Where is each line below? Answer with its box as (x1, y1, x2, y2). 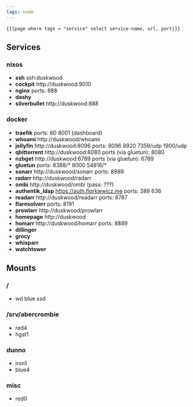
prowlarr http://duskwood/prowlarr (15, 206, 103, 214)
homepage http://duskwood (15, 213, 86, 220)
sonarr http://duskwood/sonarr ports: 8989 (15, 168, 124, 175)
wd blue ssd (15, 295, 46, 302)
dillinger (15, 226, 37, 233)
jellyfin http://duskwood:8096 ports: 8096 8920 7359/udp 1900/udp (15, 142, 187, 149)
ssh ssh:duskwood (15, 74, 63, 82)
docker (6, 115, 28, 123)
